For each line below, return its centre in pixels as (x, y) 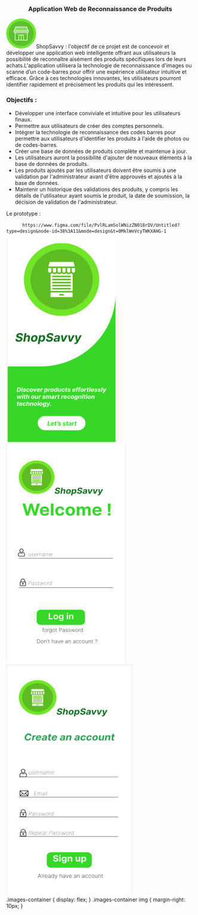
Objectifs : (21, 100)
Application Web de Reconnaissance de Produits (100, 9)
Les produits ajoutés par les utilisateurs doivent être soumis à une (95, 170)
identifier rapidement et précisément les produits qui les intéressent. (90, 85)
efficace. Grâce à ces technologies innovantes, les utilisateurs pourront (94, 78)
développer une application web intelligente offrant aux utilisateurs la (91, 53)
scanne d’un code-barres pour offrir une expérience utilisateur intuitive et (96, 72)
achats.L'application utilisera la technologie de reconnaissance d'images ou (99, 66)
